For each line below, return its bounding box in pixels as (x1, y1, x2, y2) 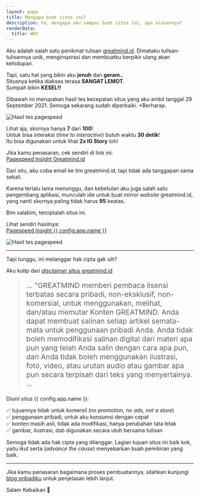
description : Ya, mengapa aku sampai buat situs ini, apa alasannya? (6, 20, 183, 26)
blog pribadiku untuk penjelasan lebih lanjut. (6, 475, 115, 482)
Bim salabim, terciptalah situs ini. (6, 209, 87, 216)
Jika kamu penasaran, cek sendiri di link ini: (6, 149, 113, 157)
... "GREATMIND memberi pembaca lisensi (26, 280, 168, 291)
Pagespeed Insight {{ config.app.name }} (6, 227, 107, 234)
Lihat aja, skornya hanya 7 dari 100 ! (6, 125, 93, 132)
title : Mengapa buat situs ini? (6, 14, 86, 20)
